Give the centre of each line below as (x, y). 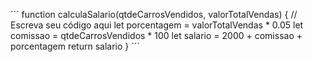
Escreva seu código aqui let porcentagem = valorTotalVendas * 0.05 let (157, 25)
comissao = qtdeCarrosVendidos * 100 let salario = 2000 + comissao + (156, 35)
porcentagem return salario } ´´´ (75, 46)
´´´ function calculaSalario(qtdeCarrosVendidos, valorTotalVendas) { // (154, 14)
